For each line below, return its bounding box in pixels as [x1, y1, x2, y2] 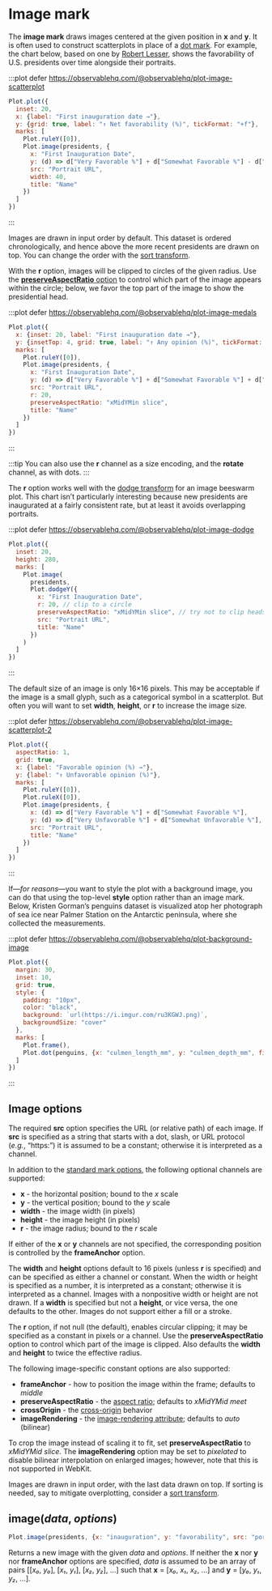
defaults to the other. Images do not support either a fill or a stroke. [8, 1307, 232, 1317]
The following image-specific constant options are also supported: [8, 1363, 231, 1373]
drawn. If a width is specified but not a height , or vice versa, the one [8, 1298, 238, 1308]
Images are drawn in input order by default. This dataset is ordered [8, 233, 232, 243]
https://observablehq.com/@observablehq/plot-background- [48, 934, 253, 944]
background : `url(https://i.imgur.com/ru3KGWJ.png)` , [23, 1011, 208, 1019]
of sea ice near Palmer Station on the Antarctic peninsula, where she [8, 910, 237, 920]
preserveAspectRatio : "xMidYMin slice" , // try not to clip [37, 608, 244, 616]
